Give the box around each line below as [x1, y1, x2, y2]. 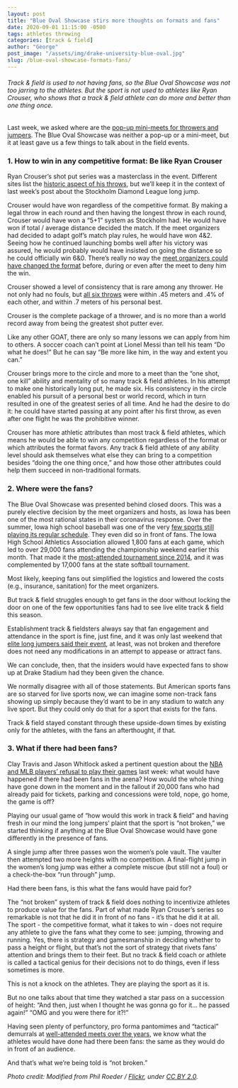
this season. [7, 610, 43, 619]
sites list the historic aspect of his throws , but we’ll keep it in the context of [7, 180, 225, 188]
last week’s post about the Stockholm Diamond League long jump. [7, 187, 200, 196]
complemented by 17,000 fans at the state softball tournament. [7, 560, 190, 569]
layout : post [7, 10, 46, 18]
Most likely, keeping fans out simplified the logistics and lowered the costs [7, 574, 225, 582]
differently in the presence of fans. [7, 834, 108, 842]
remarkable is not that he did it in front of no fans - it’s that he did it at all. [7, 913, 220, 921]
